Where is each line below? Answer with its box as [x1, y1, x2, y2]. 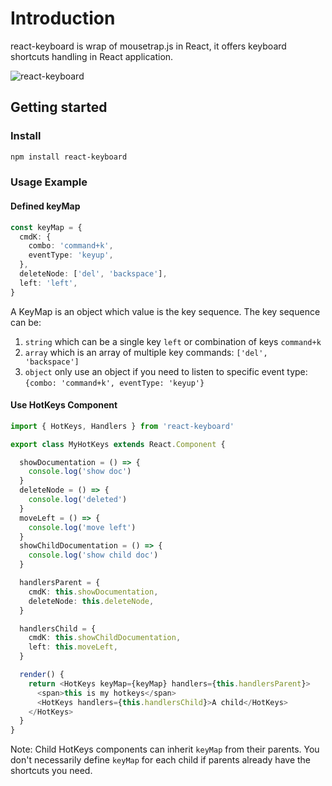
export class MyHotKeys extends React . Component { [10, 439, 226, 449]
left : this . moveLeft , [28, 642, 118, 652]
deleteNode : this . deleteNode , [28, 596, 155, 606]
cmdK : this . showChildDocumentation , [28, 633, 182, 643]
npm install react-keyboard [10, 152, 128, 162]
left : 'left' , [19, 278, 78, 288]
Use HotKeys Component [10, 399, 118, 411]
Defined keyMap [10, 200, 81, 212]
